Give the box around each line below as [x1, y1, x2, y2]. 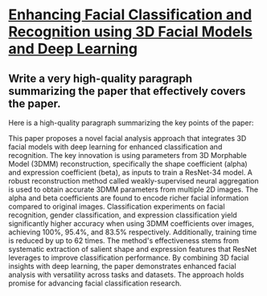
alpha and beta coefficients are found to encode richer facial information [8, 193, 249, 202]
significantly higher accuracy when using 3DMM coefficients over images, [8, 219, 255, 228]
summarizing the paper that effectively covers [8, 84, 246, 98]
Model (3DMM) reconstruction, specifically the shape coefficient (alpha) [8, 159, 248, 168]
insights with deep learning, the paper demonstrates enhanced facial [8, 262, 236, 270]
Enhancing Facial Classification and [8, 6, 253, 24]
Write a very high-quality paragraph [8, 71, 193, 85]
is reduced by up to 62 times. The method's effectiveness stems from [8, 236, 240, 245]
